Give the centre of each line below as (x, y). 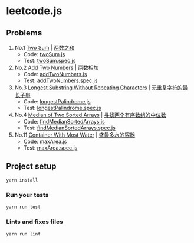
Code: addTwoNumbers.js (55, 74)
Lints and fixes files (35, 222)
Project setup (32, 166)
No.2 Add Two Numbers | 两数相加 (57, 67)
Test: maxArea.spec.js (50, 148)
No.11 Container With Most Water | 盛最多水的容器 (75, 135)
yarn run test (24, 207)
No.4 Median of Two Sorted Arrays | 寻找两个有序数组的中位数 (90, 115)
